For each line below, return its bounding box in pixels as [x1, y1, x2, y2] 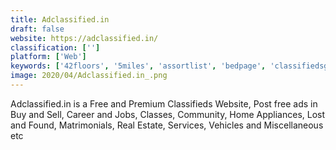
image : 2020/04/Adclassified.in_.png [10, 71, 168, 81]
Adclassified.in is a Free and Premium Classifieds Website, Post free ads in [10, 97, 318, 110]
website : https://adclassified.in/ [10, 33, 159, 43]
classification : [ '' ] [10, 42, 101, 53]
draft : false [10, 24, 65, 34]
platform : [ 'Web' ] [10, 52, 87, 62]
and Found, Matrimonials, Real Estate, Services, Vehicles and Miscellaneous [10, 119, 324, 131]
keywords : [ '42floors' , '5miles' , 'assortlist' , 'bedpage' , [10, 61, 267, 71]
